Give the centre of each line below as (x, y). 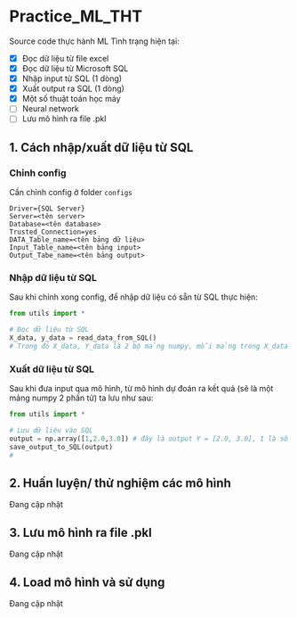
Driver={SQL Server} (48, 209)
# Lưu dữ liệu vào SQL (51, 431)
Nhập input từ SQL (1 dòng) (72, 78)
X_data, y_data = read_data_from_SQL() (83, 338)
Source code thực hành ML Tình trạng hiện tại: (94, 41)
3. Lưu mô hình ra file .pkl (81, 532)
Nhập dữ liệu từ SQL (53, 277)
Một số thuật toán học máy (72, 99)
